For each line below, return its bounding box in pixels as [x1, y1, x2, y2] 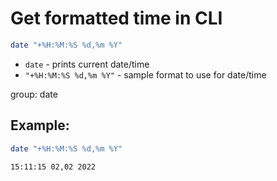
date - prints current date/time [24, 58, 150, 70]
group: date [10, 88, 58, 100]
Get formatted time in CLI [10, 7, 223, 30]
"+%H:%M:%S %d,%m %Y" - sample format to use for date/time [24, 68, 267, 81]
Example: [10, 117, 70, 134]
